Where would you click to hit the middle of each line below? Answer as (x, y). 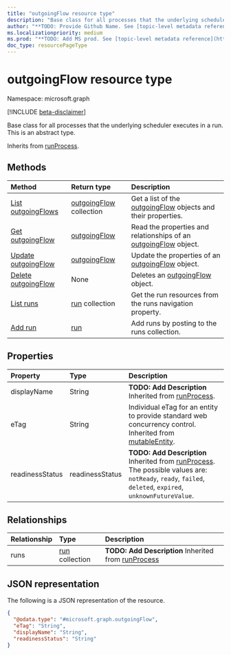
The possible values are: (168, 470)
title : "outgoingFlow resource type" (61, 13)
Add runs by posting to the (174, 323)
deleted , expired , (156, 487)
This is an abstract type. (41, 132)
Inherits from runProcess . (43, 146)
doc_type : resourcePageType (47, 45)
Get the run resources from (175, 294)
